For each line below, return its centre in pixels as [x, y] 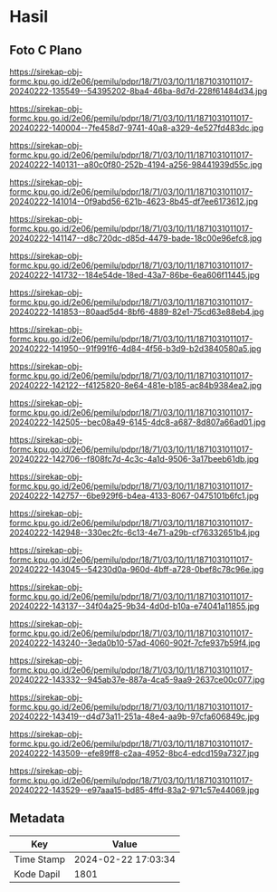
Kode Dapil [37, 874]
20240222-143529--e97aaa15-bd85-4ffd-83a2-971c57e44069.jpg [134, 790]
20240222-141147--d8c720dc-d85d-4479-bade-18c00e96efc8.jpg [136, 238]
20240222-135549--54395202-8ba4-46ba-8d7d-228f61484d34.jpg [138, 91]
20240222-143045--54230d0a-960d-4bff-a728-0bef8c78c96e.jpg [137, 569]
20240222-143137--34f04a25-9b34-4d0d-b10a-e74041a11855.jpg [134, 606]
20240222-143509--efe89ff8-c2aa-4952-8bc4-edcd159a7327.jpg [134, 753]
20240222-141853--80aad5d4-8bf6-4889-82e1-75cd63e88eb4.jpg [137, 312]
